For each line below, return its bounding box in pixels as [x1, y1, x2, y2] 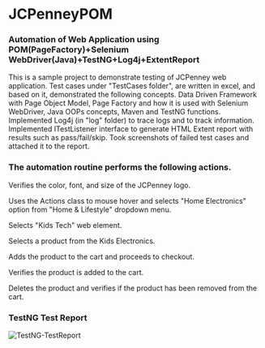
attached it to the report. [8, 141, 90, 151]
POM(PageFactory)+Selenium [8, 44, 130, 55]
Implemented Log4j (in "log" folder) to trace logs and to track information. [8, 115, 255, 126]
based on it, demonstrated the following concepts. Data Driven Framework [8, 90, 258, 100]
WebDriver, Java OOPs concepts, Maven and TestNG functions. [8, 107, 221, 117]
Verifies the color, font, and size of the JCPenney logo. [8, 180, 191, 190]
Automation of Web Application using [8, 34, 160, 45]
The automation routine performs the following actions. [8, 161, 232, 173]
